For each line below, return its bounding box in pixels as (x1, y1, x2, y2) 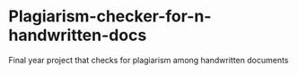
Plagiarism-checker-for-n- (8, 6, 212, 27)
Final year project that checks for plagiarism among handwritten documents (8, 54, 289, 65)
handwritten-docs (8, 25, 147, 45)
